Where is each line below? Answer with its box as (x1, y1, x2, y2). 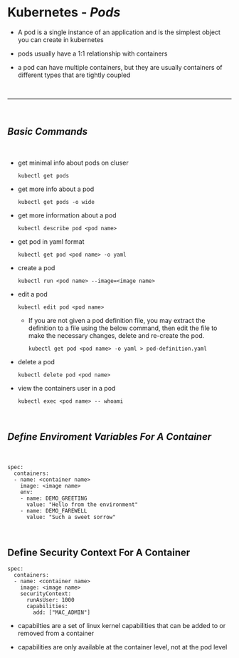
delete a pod (17, 357, 55, 366)
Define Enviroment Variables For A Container (7, 431, 212, 443)
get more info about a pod (17, 185, 95, 193)
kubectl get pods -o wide (17, 198, 95, 205)
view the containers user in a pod (17, 384, 116, 392)
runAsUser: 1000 (26, 597, 75, 604)
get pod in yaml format (17, 237, 85, 246)
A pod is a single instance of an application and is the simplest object (17, 28, 221, 36)
